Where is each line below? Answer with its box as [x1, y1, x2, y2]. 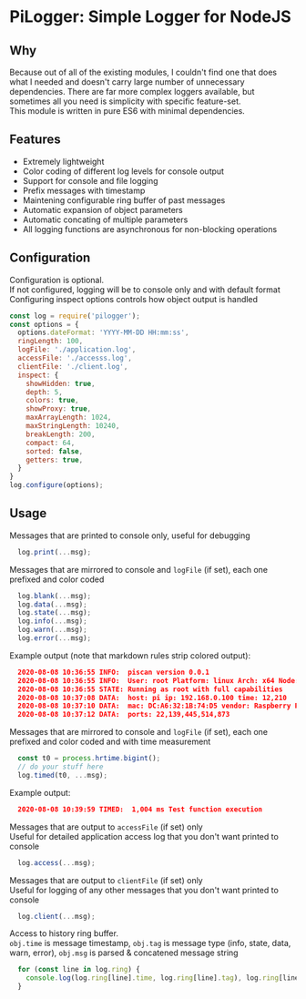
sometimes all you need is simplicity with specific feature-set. [9, 96, 241, 107]
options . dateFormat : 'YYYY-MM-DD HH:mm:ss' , [17, 328, 189, 338]
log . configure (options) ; [9, 481, 104, 490]
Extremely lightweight [22, 156, 105, 167]
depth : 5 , [25, 387, 64, 397]
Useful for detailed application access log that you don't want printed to [9, 831, 280, 841]
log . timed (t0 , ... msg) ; [17, 770, 107, 780]
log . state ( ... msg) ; [17, 608, 92, 617]
